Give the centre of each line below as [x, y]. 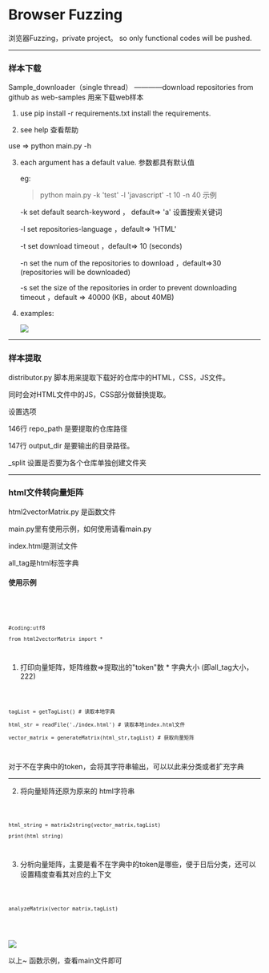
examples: [37, 314]
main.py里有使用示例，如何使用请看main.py [80, 529]
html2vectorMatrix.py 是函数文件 [62, 512]
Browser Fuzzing [65, 15]
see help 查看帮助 [49, 130]
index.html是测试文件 [43, 545]
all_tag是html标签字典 [44, 562]
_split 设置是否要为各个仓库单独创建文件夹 [77, 462]
